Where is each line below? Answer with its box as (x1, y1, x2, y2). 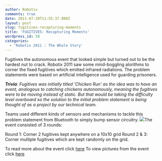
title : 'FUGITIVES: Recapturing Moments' (5, 29, 90, 34)
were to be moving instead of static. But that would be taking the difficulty (5, 91, 153, 97)
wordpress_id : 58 (5, 34, 40, 39)
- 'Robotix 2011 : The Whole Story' (9, 43, 83, 48)
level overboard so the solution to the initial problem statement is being (5, 96, 147, 102)
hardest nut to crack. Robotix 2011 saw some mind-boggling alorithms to (5, 61, 149, 67)
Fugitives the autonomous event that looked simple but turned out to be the (5, 56, 155, 62)
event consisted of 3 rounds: (5, 122, 62, 128)
